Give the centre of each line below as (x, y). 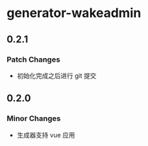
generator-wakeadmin (74, 13)
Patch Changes (34, 60)
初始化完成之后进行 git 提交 (57, 75)
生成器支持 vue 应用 (46, 135)
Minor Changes (34, 118)
